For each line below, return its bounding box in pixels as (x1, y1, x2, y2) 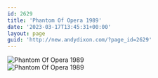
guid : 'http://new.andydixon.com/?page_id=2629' (7, 37, 152, 44)
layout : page (7, 30, 46, 37)
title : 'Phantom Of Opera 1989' (7, 17, 102, 24)
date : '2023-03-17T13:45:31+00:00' (7, 23, 112, 30)
